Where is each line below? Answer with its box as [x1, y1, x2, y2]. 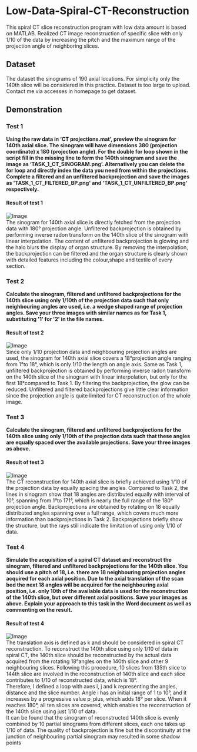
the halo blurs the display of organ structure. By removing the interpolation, [6, 243, 188, 251]
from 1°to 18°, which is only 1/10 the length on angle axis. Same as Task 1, [6, 361, 183, 368]
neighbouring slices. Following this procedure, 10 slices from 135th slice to [6, 664, 186, 671]
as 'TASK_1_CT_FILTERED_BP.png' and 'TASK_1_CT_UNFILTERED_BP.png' [6, 180, 188, 187]
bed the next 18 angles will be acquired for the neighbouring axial [6, 581, 169, 588]
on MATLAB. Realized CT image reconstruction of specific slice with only [6, 29, 183, 37]
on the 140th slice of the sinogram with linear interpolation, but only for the [6, 373, 187, 380]
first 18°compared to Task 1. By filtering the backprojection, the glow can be [6, 380, 190, 387]
